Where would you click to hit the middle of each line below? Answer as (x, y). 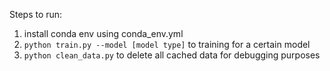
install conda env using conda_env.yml (103, 33)
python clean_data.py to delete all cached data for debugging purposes (172, 55)
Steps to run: (36, 14)
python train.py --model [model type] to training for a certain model (167, 44)
